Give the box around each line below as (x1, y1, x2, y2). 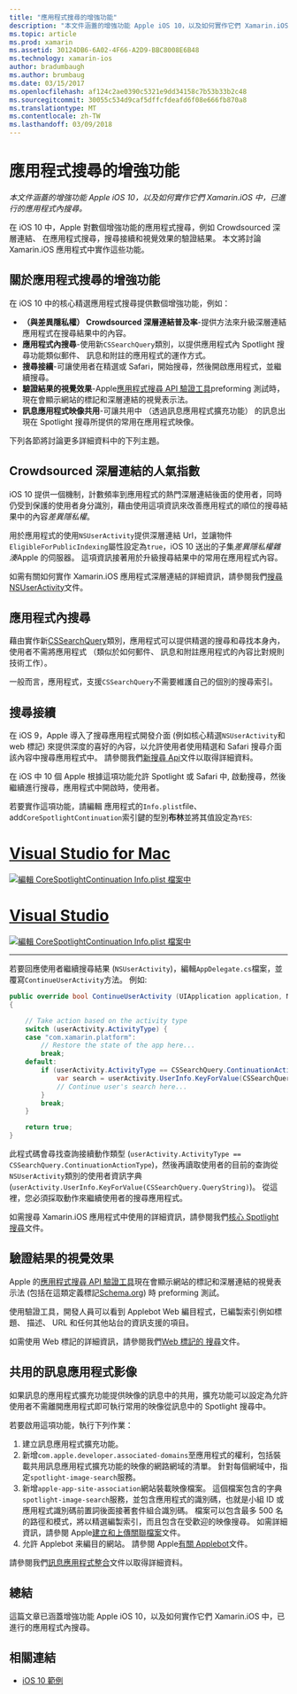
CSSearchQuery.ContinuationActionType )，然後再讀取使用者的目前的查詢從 (9, 1159, 278, 1170)
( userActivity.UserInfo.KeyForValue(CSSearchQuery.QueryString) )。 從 (9, 1182, 270, 1192)
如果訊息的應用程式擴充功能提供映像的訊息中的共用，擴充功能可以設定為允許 (9, 1389, 288, 1401)
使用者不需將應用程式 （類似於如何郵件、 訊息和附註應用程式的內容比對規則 (9, 646, 285, 657)
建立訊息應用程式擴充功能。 (21, 1438, 124, 1449)
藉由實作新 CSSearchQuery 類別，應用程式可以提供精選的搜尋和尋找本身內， (9, 636, 286, 646)
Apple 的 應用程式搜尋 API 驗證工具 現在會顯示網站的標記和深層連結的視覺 (9, 1276, 274, 1286)
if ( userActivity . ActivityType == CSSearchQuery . (41, 1066, 227, 1075)
